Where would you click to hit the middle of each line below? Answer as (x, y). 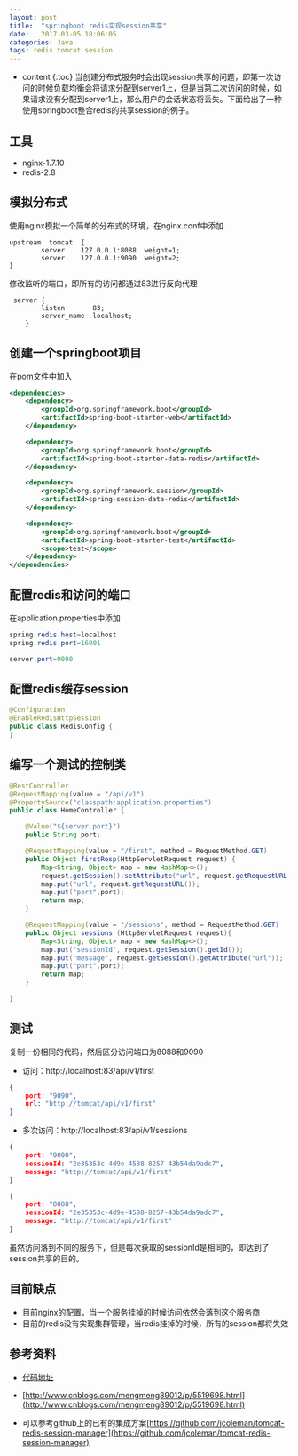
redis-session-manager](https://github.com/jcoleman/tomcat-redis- (146, 1433)
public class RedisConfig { (61, 727)
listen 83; (73, 308)
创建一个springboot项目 (75, 353)
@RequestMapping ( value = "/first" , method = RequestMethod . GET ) (146, 851)
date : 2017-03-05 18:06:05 (63, 34)
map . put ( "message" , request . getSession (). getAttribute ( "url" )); (162, 958)
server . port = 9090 (41, 659)
